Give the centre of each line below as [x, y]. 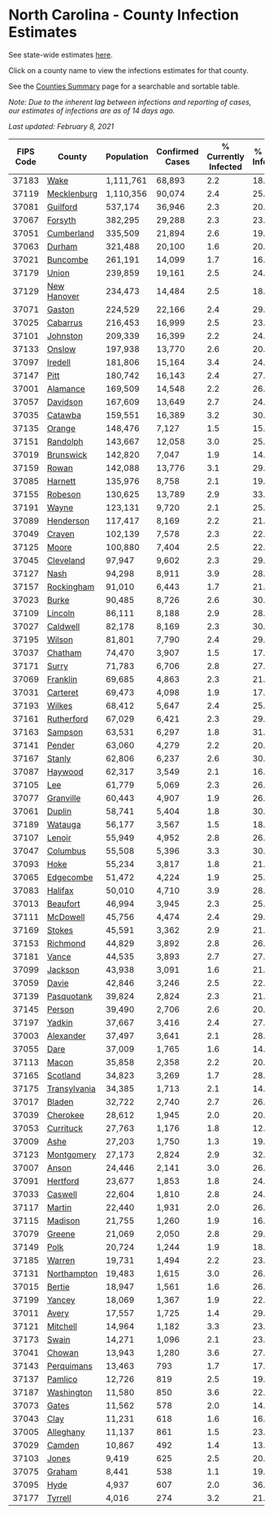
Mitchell [62, 1326]
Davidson [65, 401]
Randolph [65, 441]
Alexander [67, 1035]
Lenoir [59, 837]
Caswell [62, 1194]
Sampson [65, 731]
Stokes [60, 930]
